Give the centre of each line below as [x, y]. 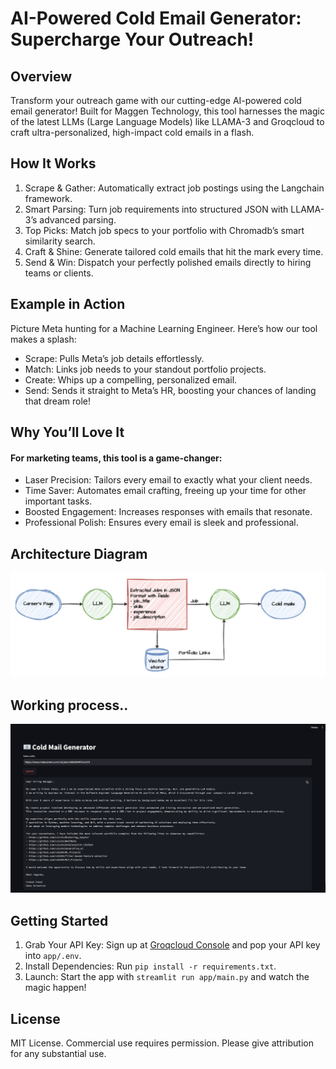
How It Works [53, 163]
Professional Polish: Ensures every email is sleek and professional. [161, 523]
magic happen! [55, 988]
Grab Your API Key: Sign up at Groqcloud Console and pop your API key [172, 945]
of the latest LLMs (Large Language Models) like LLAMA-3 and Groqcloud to [167, 121]
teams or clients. [59, 273]
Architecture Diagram [79, 553]
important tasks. [58, 501]
